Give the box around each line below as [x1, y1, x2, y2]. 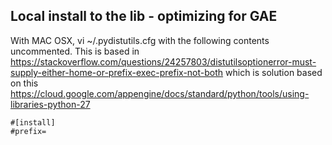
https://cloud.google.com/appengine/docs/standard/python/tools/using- [10, 87, 310, 99]
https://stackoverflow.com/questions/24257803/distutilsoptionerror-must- [10, 55, 317, 68]
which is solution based [225, 66, 323, 78]
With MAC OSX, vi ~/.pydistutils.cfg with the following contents [10, 34, 270, 46]
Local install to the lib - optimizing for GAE [10, 8, 278, 25]
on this [10, 77, 39, 89]
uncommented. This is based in [10, 45, 140, 57]
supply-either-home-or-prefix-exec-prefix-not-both [10, 66, 224, 78]
